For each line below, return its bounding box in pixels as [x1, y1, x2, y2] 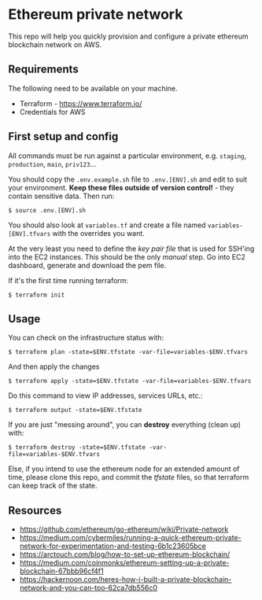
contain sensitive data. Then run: [8, 191, 115, 201]
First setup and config [8, 130, 119, 143]
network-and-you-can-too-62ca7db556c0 [19, 583, 157, 593]
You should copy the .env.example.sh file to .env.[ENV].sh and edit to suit [8, 175, 248, 184]
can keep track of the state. [8, 481, 98, 491]
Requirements [8, 63, 79, 76]
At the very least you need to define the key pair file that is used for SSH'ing [8, 244, 255, 253]
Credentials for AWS [19, 107, 86, 116]
